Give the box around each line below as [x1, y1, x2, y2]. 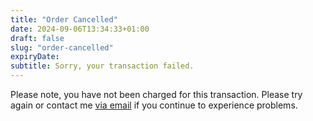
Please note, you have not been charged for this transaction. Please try [10, 89, 303, 100]
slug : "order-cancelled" [10, 42, 114, 53]
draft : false [10, 33, 65, 43]
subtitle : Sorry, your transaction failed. [10, 61, 195, 71]
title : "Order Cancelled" [10, 14, 118, 25]
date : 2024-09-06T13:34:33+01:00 [10, 24, 150, 34]
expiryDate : [10, 52, 60, 62]
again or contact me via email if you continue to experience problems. [10, 99, 298, 111]
